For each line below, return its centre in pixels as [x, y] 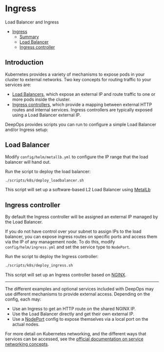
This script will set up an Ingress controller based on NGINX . [66, 275]
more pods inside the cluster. [41, 99]
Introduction [24, 62]
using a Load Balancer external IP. [46, 115]
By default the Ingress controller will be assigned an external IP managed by [82, 217]
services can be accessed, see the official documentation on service [74, 339]
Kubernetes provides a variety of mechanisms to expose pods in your [75, 74]
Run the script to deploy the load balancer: [48, 171]
